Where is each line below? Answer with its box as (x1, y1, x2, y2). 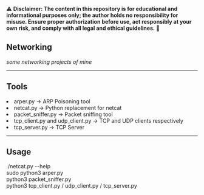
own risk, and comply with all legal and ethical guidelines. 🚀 (6, 24, 160, 32)
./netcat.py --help (6, 163, 50, 170)
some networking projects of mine (6, 58, 92, 66)
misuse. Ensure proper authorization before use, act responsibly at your (6, 18, 192, 25)
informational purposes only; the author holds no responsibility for (6, 12, 178, 19)
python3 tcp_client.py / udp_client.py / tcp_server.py (6, 182, 138, 190)
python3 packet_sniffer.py (6, 176, 72, 183)
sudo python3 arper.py (6, 169, 64, 177)
